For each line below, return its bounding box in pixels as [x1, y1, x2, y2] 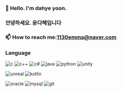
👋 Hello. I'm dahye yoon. [5, 5, 67, 12]
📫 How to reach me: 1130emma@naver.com [5, 33, 117, 40]
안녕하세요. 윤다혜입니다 [5, 19, 62, 26]
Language [5, 49, 31, 56]
